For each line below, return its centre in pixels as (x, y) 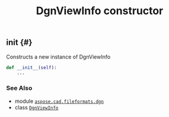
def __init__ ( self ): (32, 67)
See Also (19, 88)
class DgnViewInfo (36, 107)
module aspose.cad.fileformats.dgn (59, 101)
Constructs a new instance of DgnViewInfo (58, 57)
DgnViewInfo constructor (100, 11)
